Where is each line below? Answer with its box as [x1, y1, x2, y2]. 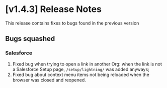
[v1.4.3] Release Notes [5, 3, 102, 15]
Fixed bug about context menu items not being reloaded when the [12, 71, 149, 77]
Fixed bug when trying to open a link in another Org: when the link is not [12, 61, 162, 67]
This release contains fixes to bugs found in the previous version [5, 20, 139, 26]
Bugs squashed [5, 34, 55, 43]
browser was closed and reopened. [12, 76, 87, 83]
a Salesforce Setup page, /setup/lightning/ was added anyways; [12, 66, 149, 72]
